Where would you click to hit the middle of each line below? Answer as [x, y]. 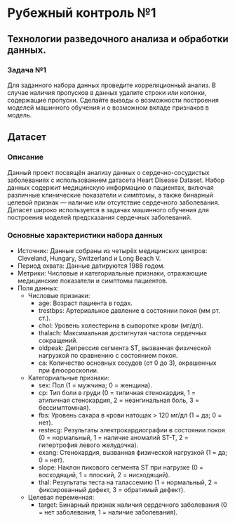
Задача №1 [27, 70]
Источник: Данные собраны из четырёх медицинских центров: [112, 250]
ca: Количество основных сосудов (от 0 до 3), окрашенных [127, 363]
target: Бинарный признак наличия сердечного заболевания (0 [133, 505]
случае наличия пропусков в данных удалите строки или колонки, [107, 92]
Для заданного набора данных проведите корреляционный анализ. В [112, 85]
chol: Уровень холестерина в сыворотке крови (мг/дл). [121, 325]
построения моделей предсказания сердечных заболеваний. [100, 217]
